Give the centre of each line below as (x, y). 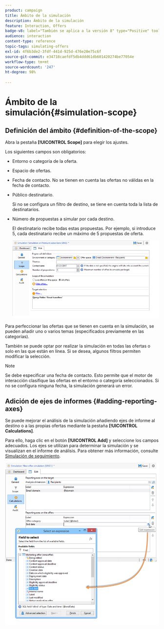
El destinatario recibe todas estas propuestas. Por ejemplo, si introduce (84, 228)
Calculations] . (20, 431)
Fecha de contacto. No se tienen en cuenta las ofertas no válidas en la (83, 180)
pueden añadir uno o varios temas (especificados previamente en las (74, 331)
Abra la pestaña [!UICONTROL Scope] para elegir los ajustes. (67, 142)
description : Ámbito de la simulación (44, 21)
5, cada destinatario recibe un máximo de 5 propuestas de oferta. (78, 234)
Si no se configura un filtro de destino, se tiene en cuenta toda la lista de (85, 204)
